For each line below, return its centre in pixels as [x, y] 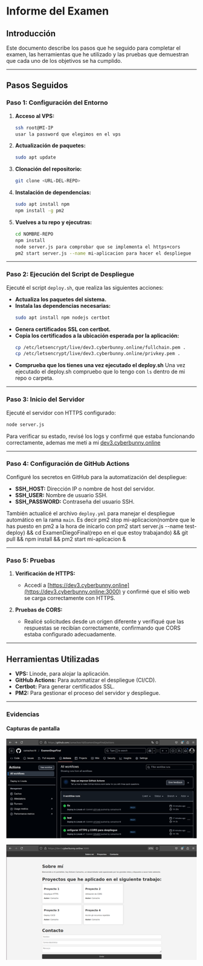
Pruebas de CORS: [39, 610]
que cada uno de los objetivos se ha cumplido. [64, 61]
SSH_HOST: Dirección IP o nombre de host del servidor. [85, 489]
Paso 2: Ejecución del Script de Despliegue [70, 275]
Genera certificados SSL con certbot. [63, 329]
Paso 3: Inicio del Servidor [46, 399]
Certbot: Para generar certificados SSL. [65, 686]
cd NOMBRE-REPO [34, 234]
